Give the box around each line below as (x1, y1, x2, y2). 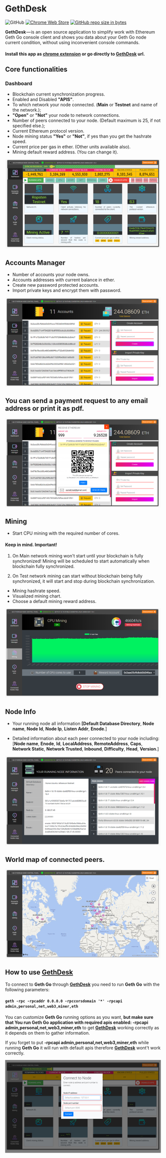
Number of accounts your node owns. (12, 271, 90, 277)
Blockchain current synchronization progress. (12, 91, 105, 97)
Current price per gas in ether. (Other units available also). (12, 144, 131, 150)
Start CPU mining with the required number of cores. (12, 530, 120, 536)
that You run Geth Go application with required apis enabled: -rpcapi (5, 1019, 148, 1025)
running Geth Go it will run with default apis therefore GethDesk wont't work (5, 1045, 161, 1051)
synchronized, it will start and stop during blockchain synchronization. (12, 578, 155, 584)
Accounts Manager (5, 258, 66, 267)
